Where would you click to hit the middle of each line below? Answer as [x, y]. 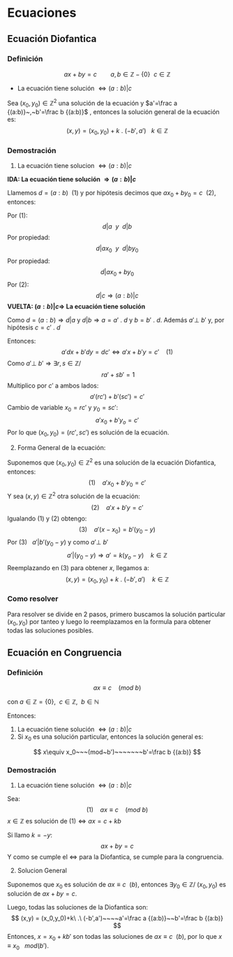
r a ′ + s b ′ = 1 [118, 374]
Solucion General [42, 871]
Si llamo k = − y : [30, 835]
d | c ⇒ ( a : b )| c [117, 295]
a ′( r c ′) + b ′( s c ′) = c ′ [117, 396]
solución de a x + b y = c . [42, 893]
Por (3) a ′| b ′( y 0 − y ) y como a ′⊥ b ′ [58, 543]
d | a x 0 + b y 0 [117, 273]
